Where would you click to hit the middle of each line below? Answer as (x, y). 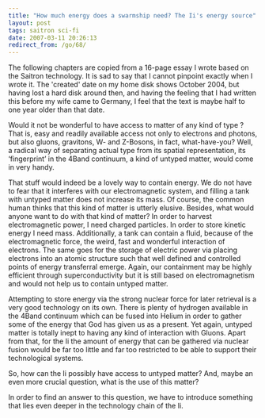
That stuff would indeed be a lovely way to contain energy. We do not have (130, 182)
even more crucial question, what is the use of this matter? (104, 382)
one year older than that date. (57, 110)
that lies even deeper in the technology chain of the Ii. (96, 406)
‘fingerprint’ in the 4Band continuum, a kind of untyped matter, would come (131, 159)
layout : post (30, 23)
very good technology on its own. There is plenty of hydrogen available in (128, 308)
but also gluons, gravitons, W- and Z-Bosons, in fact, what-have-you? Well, (131, 142)
